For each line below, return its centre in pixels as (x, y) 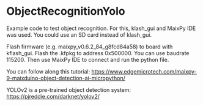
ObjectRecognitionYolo (66, 11)
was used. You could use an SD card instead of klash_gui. (79, 34)
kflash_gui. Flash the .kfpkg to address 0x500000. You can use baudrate (98, 53)
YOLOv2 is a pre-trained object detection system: (69, 89)
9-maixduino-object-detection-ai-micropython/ (66, 78)
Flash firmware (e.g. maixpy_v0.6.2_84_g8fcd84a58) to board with (90, 47)
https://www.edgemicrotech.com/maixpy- (144, 71)
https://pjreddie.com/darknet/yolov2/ (53, 96)
